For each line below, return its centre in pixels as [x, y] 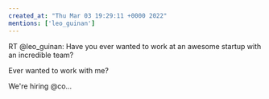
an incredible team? [41, 55]
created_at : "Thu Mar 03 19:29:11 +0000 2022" [88, 16]
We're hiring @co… [40, 86]
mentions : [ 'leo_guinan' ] [52, 23]
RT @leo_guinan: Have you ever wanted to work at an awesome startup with [135, 46]
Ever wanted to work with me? [58, 70]
